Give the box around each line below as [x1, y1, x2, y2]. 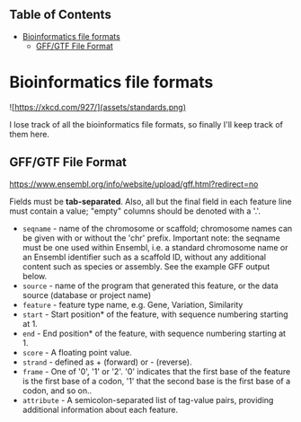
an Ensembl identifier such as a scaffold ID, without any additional [22, 251, 267, 262]
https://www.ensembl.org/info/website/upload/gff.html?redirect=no [9, 179, 259, 189]
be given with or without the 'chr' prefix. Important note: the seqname [22, 233, 280, 243]
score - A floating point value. [22, 347, 132, 357]
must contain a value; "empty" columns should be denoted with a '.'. [9, 206, 261, 216]
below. [22, 270, 48, 281]
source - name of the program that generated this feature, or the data [22, 280, 279, 291]
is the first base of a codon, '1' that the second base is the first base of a [22, 375, 291, 386]
